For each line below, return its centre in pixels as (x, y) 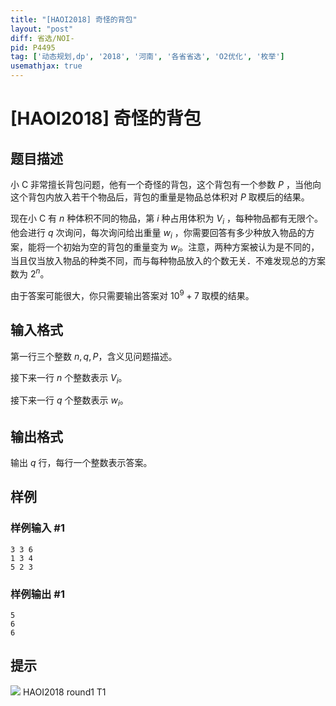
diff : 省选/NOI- (42, 38)
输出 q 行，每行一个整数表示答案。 (81, 462)
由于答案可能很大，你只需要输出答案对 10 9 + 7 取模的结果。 (132, 294)
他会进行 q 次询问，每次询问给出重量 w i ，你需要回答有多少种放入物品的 (158, 233)
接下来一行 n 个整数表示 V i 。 (69, 378)
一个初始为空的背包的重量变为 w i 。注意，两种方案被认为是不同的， (182, 248)
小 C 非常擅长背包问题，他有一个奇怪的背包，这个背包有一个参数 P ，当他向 (166, 184)
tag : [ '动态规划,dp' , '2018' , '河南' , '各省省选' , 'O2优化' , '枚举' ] (147, 57)
